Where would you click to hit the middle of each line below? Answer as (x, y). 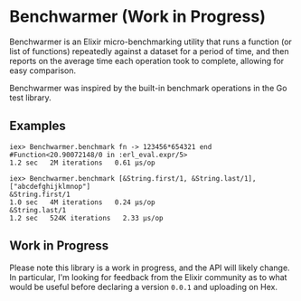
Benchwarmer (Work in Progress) (138, 17)
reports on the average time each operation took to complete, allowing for (147, 61)
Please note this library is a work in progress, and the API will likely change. (150, 268)
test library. (30, 98)
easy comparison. (43, 71)
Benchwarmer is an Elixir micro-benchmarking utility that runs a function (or (150, 42)
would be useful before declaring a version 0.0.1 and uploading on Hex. (144, 287)
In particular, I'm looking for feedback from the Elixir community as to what (148, 277)
